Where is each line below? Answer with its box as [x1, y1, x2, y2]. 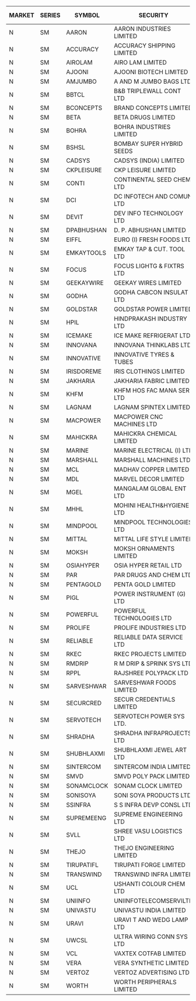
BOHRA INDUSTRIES [113, 123, 171, 131]
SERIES [40, 11, 61, 19]
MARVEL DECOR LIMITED [113, 475, 185, 483]
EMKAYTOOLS [66, 249, 107, 257]
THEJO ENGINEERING [113, 844, 174, 852]
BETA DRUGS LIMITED [113, 114, 176, 121]
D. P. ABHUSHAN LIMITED [113, 226, 187, 234]
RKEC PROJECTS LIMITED [113, 650, 187, 658]
